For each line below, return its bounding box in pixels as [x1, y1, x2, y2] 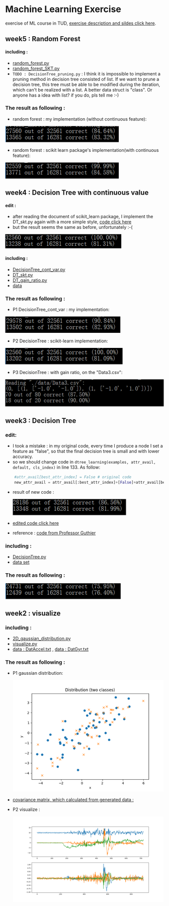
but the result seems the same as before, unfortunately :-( [12, 224, 133, 230]
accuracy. [12, 454, 34, 460]
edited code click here [12, 520, 59, 526]
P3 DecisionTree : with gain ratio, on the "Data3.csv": [12, 369, 123, 375]
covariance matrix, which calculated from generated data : [12, 797, 134, 803]
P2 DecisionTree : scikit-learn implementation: [12, 338, 108, 344]
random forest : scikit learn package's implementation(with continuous [12, 147, 159, 153]
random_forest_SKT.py [12, 65, 60, 71]
